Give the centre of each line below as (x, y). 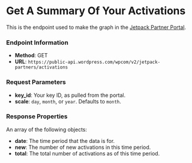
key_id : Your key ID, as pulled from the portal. (70, 95)
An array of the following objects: (47, 129)
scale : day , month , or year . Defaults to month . (68, 101)
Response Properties (37, 116)
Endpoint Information (38, 43)
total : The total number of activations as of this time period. (87, 153)
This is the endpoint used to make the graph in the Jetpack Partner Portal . (96, 27)
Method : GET (31, 56)
